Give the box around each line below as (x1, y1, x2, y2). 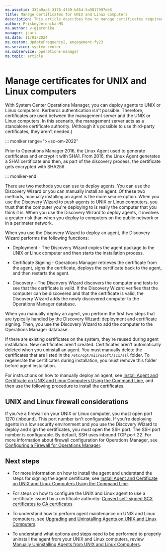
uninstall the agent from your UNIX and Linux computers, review (12, 536, 144, 542)
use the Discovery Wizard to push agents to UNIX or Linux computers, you (5, 199, 158, 205)
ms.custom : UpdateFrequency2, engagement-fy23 (5, 40, 103, 45)
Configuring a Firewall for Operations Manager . (5, 442, 102, 448)
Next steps (5, 457, 40, 465)
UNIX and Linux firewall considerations (5, 397, 128, 406)
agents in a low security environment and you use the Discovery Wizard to (5, 421, 158, 427)
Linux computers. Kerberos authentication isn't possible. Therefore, (5, 108, 144, 114)
